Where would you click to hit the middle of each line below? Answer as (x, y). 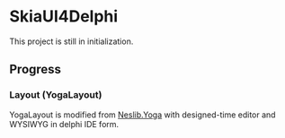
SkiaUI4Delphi (64, 17)
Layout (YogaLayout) (56, 95)
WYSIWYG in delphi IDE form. (64, 124)
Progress (35, 69)
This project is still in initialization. (71, 41)
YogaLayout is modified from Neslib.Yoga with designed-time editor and (142, 115)
